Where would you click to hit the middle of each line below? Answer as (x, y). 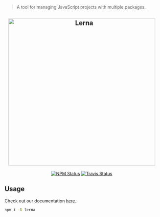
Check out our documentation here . (41, 201)
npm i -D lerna (20, 210)
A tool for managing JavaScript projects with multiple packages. (81, 7)
